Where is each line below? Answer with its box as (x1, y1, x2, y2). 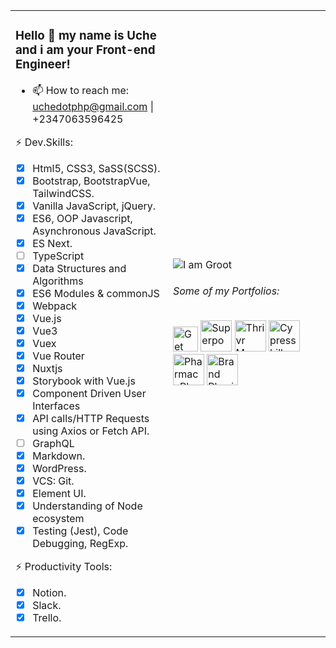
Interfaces (32, 399, 81, 413)
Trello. (32, 610, 62, 624)
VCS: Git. (32, 474, 75, 488)
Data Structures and (32, 261, 127, 275)
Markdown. (32, 449, 86, 463)
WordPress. (32, 461, 87, 475)
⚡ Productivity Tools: (15, 559, 113, 573)
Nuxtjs (32, 361, 63, 375)
